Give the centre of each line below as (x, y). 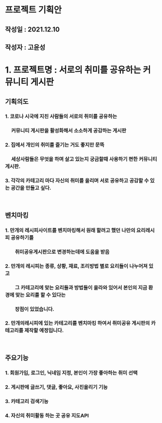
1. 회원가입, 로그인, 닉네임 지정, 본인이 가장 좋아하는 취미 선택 (71, 373)
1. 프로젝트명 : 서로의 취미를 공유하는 (73, 70)
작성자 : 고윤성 (25, 47)
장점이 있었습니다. (35, 309)
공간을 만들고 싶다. (31, 188)
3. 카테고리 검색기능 (27, 401)
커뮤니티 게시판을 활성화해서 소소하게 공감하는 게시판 (69, 130)
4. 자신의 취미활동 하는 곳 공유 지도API (47, 415)
